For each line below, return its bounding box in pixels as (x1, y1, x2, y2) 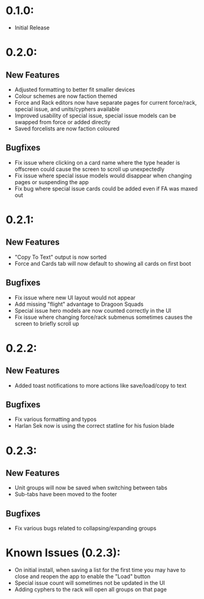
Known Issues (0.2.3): (5, 546, 121, 560)
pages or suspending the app (14, 178, 89, 185)
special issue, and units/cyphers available (14, 105, 120, 113)
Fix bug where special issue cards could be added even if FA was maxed (14, 185, 198, 192)
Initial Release (14, 24, 50, 31)
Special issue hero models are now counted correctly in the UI (14, 307, 172, 314)
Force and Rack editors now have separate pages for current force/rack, (14, 99, 197, 106)
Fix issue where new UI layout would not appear (14, 294, 136, 301)
